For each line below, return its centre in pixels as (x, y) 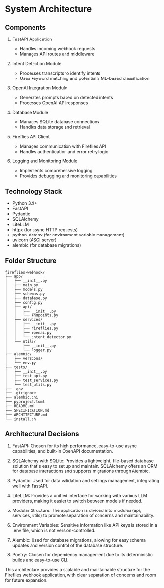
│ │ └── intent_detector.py (38, 337)
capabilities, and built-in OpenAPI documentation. (63, 451)
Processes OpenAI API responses (54, 103)
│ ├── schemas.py (25, 294)
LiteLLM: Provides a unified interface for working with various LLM (80, 496)
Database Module (30, 112)
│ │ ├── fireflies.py (32, 328)
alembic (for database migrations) (47, 245)
